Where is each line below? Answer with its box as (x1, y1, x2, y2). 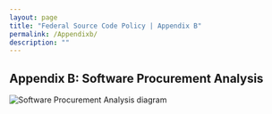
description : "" (9, 37, 70, 47)
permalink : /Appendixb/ (9, 29, 98, 38)
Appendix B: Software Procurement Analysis (9, 70, 264, 85)
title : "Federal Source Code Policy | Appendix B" (9, 21, 202, 30)
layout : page (9, 12, 58, 22)
